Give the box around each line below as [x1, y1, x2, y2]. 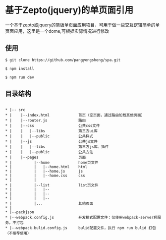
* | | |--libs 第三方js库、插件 [5, 144, 109, 149]
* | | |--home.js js [5, 169, 83, 174]
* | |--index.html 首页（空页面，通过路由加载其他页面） [5, 113, 145, 118]
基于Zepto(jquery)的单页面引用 [5, 4, 134, 16]
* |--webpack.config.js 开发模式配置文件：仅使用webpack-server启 [5, 215, 158, 220]
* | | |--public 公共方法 [5, 149, 93, 154]
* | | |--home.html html [5, 164, 88, 169]
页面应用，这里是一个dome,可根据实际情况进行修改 [5, 28, 110, 34]
